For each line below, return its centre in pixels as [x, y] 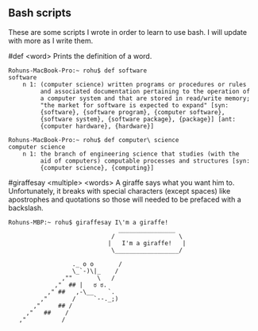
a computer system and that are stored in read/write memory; [145, 98]
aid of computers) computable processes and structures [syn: [145, 161]
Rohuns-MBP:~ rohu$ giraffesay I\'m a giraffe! [89, 222]
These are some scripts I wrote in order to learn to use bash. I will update [128, 32]
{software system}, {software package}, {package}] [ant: [138, 119]
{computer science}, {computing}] [97, 167]
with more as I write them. [51, 40]
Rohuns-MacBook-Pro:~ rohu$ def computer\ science [94, 140]
